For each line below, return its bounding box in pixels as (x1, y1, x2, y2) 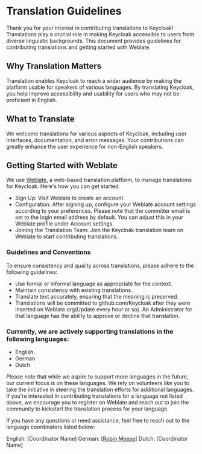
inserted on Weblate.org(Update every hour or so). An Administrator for (14, 305, 193, 313)
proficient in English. (6, 96, 57, 103)
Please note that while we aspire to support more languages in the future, (6, 373, 189, 380)
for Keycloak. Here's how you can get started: (6, 183, 121, 190)
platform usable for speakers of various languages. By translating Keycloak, (6, 83, 194, 91)
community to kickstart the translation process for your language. (6, 405, 169, 412)
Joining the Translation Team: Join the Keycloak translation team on (14, 227, 184, 234)
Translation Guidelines (6, 4, 122, 18)
